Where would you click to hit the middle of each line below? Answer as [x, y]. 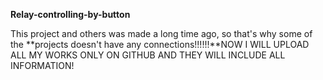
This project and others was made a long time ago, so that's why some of [161, 33]
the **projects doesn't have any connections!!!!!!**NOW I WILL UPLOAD [160, 44]
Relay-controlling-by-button [70, 14]
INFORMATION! [42, 65]
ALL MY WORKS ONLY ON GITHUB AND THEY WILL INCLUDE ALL [148, 55]
